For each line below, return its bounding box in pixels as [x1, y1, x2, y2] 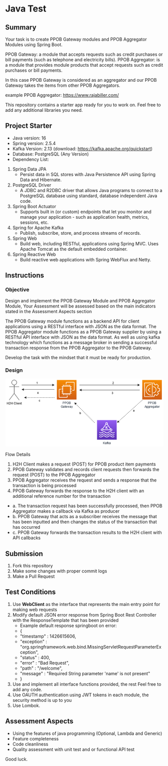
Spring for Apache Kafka [12, 224, 64, 231]
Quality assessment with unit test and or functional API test [12, 746, 135, 752]
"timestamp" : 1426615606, [20, 633, 76, 639]
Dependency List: [12, 156, 49, 162]
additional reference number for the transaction [12, 493, 111, 499]
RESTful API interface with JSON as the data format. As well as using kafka [5, 334, 160, 340]
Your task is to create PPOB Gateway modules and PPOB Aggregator [5, 36, 147, 42]
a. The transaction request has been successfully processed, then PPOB [12, 503, 162, 509]
